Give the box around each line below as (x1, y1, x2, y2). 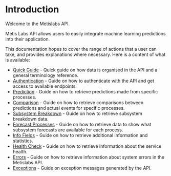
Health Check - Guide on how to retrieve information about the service (12, 143, 162, 149)
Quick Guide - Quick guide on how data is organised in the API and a (12, 67, 158, 73)
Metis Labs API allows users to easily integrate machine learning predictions (5, 30, 166, 36)
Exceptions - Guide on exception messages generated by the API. (12, 165, 152, 171)
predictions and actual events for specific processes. (12, 105, 125, 111)
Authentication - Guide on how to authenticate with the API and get (12, 77, 155, 84)
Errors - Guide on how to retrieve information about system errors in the (12, 154, 165, 160)
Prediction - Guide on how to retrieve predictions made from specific (12, 88, 158, 94)
